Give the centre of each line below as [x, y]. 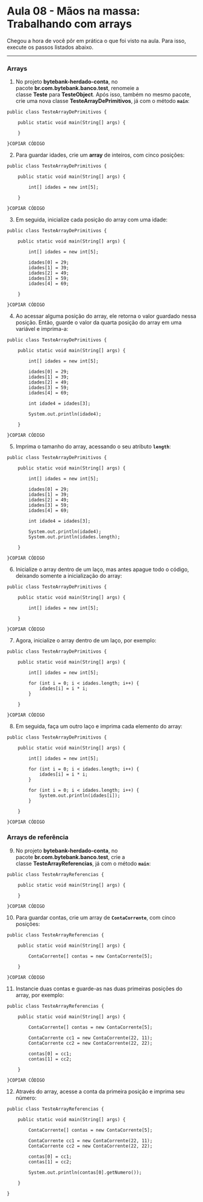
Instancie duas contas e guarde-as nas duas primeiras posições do [99, 988]
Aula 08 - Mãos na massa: [73, 11]
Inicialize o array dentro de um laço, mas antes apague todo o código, [102, 569]
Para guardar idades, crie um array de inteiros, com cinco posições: [100, 155]
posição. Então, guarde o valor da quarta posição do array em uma [98, 322]
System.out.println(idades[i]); [80, 796]
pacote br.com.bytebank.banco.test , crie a [70, 857]
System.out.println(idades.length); [74, 537]
